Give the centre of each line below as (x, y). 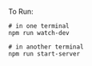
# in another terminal (46, 47)
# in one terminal (39, 26)
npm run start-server (44, 54)
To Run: (21, 12)
